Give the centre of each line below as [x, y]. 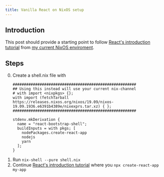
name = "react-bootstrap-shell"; [52, 124]
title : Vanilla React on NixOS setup [45, 10]
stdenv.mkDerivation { [36, 120]
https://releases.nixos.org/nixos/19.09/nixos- [63, 102]
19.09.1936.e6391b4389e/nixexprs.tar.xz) [56, 107]
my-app [19, 170]
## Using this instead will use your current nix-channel [74, 89]
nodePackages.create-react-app [54, 133]
